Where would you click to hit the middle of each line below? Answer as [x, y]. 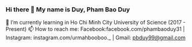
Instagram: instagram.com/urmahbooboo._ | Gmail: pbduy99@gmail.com [96, 37]
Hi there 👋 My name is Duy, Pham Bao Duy [68, 10]
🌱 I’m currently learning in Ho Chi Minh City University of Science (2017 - [96, 23]
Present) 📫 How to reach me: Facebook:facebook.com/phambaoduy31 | [95, 29]
